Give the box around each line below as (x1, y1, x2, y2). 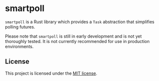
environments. (5, 43, 34, 49)
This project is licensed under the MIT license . (5, 70, 97, 76)
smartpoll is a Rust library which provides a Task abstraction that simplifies (5, 19, 155, 25)
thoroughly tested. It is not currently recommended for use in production (5, 38, 150, 44)
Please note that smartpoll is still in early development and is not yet (5, 33, 142, 39)
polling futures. (5, 24, 35, 29)
